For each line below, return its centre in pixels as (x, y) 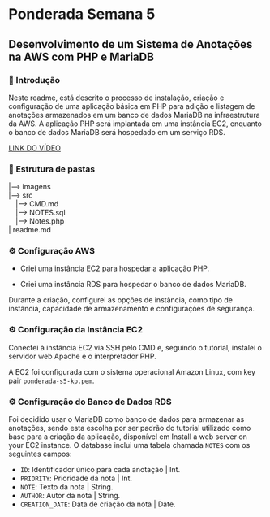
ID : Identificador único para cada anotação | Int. (100, 470)
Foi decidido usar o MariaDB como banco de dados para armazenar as (126, 419)
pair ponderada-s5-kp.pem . (51, 380)
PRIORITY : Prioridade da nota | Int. (76, 478)
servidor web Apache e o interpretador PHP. (82, 356)
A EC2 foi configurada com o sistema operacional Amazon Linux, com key (132, 371)
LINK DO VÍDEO (34, 148)
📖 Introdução (34, 80)
